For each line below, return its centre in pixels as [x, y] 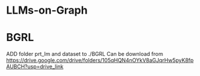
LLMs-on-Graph [47, 10]
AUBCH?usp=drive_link [35, 66]
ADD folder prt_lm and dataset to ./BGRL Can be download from [84, 54]
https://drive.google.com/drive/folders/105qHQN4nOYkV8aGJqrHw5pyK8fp [100, 61]
